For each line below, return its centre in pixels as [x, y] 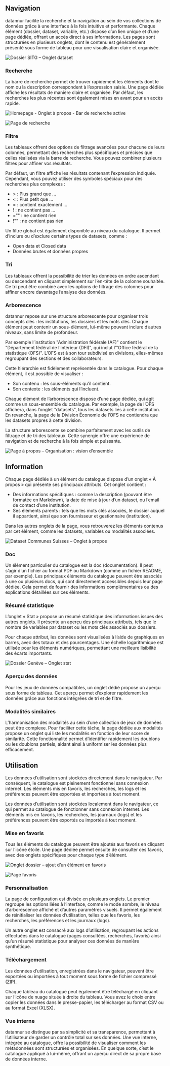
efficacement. [20, 750]
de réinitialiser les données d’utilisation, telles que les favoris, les [73, 915]
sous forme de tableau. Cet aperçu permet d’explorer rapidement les [77, 693]
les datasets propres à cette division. [44, 420]
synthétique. [18, 947]
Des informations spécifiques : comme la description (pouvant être [82, 494]
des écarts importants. [29, 653]
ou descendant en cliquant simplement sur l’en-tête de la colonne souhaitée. [85, 281]
